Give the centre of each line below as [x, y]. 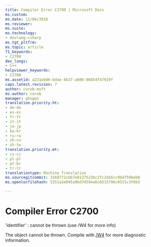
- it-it [13, 121]
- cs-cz [13, 154]
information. [18, 240]
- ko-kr [13, 131]
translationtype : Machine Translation [46, 173]
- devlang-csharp [23, 38]
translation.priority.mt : [32, 150]
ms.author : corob [23, 94]
